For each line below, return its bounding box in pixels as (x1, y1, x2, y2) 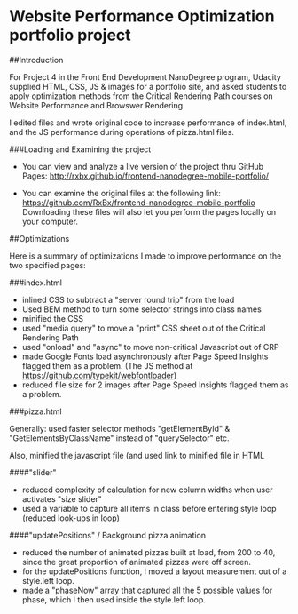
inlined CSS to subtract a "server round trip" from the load (21, 294, 235, 305)
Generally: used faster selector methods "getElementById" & (9, 423, 231, 434)
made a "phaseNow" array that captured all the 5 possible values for (21, 585, 273, 595)
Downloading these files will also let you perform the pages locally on (21, 206, 277, 217)
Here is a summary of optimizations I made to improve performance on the (9, 251, 282, 261)
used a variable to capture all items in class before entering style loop (21, 503, 277, 514)
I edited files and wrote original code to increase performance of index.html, (9, 117, 287, 128)
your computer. (21, 216, 78, 227)
